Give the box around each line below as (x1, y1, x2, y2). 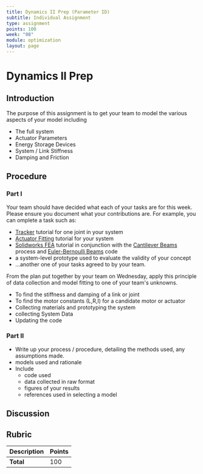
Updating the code (15, 316, 63, 324)
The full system (15, 127, 54, 135)
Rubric (6, 429, 32, 439)
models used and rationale (15, 358, 82, 366)
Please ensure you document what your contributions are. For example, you (6, 210, 196, 217)
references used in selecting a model (24, 391, 117, 398)
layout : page (6, 43, 40, 49)
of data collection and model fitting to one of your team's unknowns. (6, 278, 178, 286)
